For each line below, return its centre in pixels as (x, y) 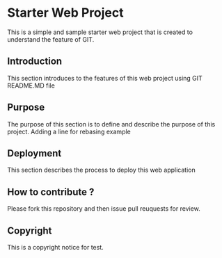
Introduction (35, 62)
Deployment (34, 153)
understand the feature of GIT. (51, 39)
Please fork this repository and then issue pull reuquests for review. (104, 209)
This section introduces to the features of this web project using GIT (105, 78)
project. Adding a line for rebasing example (69, 131)
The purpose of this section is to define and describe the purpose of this (111, 124)
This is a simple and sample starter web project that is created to (100, 32)
